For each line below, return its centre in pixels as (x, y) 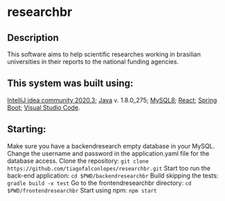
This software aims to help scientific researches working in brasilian (104, 54)
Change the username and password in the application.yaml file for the (108, 153)
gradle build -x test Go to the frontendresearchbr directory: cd (99, 183)
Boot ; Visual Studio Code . (44, 107)
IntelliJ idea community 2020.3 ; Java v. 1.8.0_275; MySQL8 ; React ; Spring (112, 100)
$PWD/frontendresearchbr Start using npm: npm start (82, 190)
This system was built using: (70, 84)
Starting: (27, 129)
